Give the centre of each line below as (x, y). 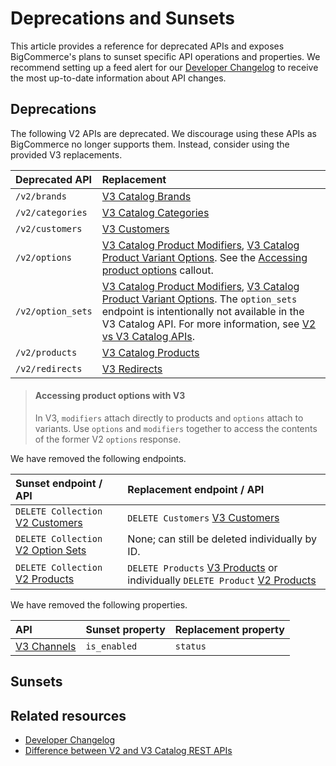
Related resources (68, 715)
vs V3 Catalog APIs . (148, 336)
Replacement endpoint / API (196, 489)
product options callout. (157, 270)
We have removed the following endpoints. (98, 458)
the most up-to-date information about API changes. (118, 78)
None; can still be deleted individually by (222, 539)
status (190, 646)
